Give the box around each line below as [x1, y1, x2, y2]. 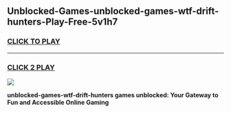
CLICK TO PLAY [7, 37, 60, 47]
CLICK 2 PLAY [7, 62, 55, 72]
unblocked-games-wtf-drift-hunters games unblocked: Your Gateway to [7, 90, 219, 99]
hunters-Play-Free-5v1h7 [7, 16, 118, 28]
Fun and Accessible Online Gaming [7, 98, 109, 106]
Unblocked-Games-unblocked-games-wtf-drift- [7, 5, 219, 17]
